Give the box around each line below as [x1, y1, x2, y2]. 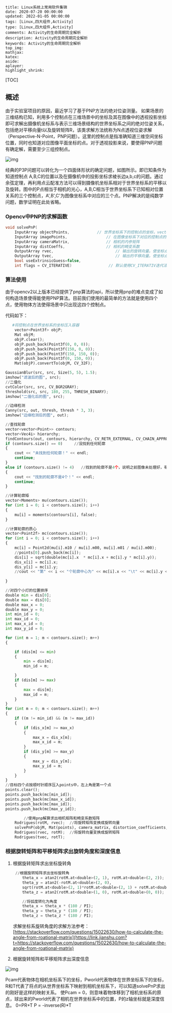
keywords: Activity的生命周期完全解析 [5, 41, 81, 46]
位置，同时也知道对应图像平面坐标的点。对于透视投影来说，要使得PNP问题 [5, 139, 163, 146]
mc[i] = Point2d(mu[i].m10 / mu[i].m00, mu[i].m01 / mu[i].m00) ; [14, 545, 157, 551]
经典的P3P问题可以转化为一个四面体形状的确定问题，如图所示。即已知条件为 [5, 167, 166, 173]
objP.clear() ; [14, 337, 45, 342]
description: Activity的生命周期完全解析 [5, 35, 88, 40]
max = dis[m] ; [24, 687, 54, 692]
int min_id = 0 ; [5, 612, 40, 617]
